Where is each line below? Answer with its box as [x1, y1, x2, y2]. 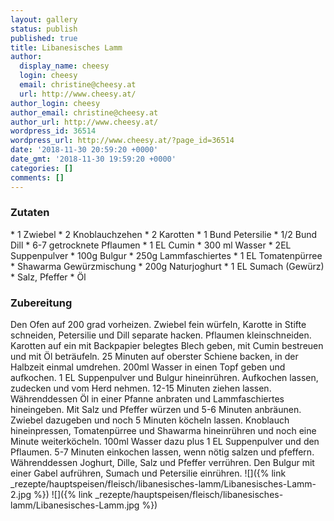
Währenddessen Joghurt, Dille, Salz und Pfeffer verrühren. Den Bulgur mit [10, 457, 315, 469]
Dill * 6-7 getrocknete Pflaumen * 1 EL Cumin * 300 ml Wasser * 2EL [10, 239, 292, 251]
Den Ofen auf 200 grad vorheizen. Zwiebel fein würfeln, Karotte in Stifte [10, 319, 307, 331]
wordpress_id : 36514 [10, 126, 97, 136]
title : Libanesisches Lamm [10, 42, 123, 53]
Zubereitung [10, 296, 73, 310]
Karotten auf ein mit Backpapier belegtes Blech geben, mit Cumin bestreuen [10, 340, 324, 352]
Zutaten [10, 206, 50, 220]
